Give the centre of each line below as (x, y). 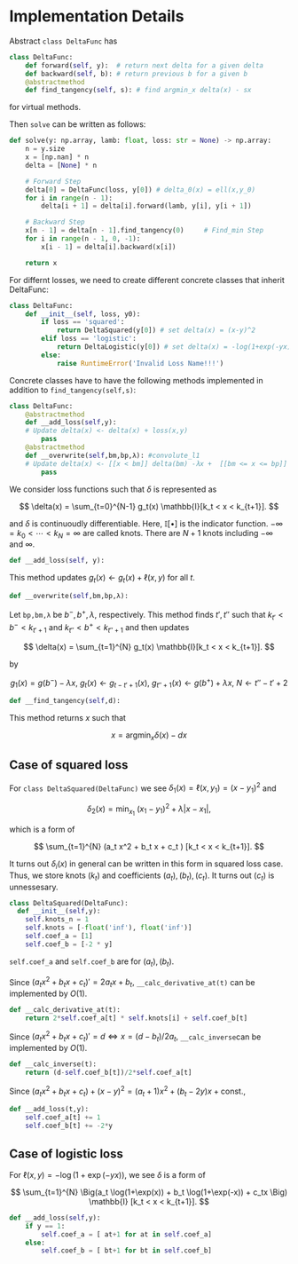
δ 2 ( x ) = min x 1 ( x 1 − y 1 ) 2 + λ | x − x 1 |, (149, 810)
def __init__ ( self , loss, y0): (83, 314)
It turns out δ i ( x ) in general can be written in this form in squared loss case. (146, 865)
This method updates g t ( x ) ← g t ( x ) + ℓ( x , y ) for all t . (102, 579)
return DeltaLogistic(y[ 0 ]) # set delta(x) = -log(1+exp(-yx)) (176, 347)
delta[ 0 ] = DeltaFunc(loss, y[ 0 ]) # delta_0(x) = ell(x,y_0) (140, 190)
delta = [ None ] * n (61, 165)
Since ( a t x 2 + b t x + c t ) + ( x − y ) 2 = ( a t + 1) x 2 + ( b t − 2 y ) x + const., (128, 1091)
